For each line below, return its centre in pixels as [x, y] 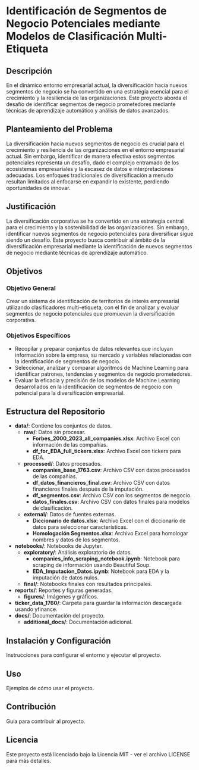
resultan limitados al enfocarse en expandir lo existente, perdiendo [88, 181]
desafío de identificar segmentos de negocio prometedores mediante [91, 104]
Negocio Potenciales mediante [83, 24]
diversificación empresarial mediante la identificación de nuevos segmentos [99, 246]
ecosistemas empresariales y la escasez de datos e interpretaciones [90, 169]
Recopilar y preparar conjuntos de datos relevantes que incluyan [94, 348]
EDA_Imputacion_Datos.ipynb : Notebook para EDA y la [101, 571]
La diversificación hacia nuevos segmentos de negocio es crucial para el [95, 144]
